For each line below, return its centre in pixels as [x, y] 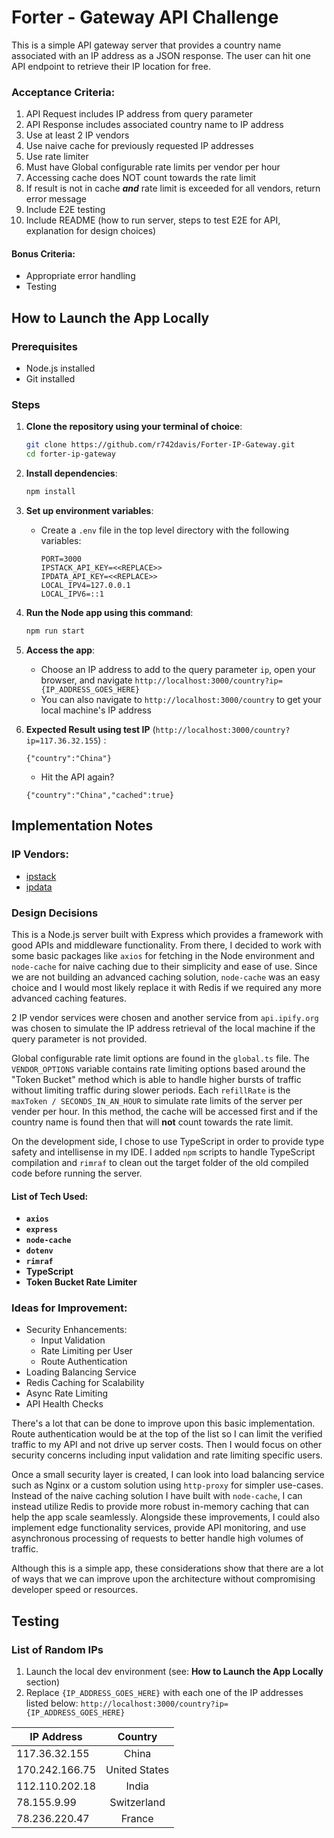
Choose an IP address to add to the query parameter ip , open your [178, 669]
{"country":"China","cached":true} [100, 795]
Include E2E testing [65, 210]
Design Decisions [55, 913]
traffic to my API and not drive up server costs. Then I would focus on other [167, 1445]
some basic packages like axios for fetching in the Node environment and [163, 955]
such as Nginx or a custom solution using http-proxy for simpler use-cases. [167, 1485]
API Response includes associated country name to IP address [154, 125]
